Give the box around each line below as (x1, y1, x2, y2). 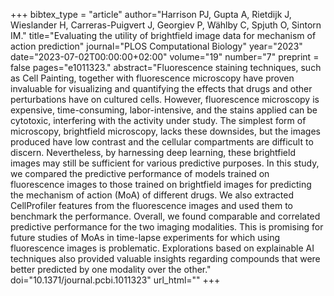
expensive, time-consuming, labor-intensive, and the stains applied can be (10, 104, 318, 116)
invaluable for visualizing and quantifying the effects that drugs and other (10, 83, 313, 94)
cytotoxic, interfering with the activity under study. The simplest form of (10, 115, 307, 126)
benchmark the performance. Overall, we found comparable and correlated (10, 210, 321, 222)
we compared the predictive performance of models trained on (10, 168, 270, 179)
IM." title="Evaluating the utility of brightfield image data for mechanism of (10, 30, 317, 41)
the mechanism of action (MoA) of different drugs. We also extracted (10, 189, 295, 201)
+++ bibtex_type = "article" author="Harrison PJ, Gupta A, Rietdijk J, (10, 9, 292, 20)
